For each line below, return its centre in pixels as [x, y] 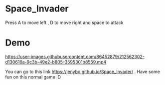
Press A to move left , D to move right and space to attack [64, 22]
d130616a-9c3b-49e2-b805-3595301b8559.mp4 [56, 62]
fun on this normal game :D [33, 77]
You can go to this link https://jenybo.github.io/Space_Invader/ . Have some [83, 71]
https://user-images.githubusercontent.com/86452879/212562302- [75, 56]
